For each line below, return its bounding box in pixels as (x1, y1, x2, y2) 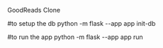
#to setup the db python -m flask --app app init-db (7, 19, 156, 27)
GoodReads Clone (7, 6, 61, 14)
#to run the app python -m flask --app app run (7, 33, 143, 41)
